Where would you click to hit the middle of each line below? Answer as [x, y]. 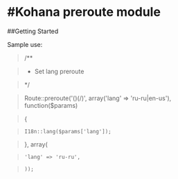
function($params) [51, 105]
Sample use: [25, 44]
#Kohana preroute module [84, 12]
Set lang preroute [59, 71]
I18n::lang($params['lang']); [68, 131]
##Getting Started [33, 31]
